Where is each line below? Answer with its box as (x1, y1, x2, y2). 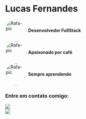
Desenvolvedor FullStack (28, 27, 81, 33)
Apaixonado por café (28, 49, 73, 55)
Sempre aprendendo (28, 71, 72, 77)
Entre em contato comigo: (5, 92, 69, 99)
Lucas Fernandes (5, 3, 78, 14)
